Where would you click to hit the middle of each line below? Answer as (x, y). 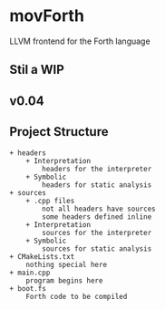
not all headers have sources (99, 209)
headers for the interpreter (97, 169)
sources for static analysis (97, 248)
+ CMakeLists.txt (42, 256)
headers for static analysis (97, 185)
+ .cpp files (50, 201)
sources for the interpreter (97, 232)
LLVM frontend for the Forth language (80, 41)
